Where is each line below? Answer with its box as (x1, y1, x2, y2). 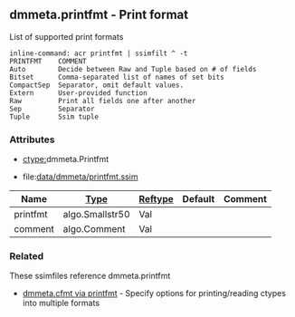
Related (9, 250, 44, 263)
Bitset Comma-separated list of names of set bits (9, 72, 224, 82)
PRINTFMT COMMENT (9, 56, 88, 66)
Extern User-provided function (9, 88, 147, 98)
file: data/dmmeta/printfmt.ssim (22, 171, 138, 182)
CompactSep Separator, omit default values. (9, 81, 184, 90)
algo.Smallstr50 (62, 208, 130, 221)
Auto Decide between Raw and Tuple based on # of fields (9, 64, 257, 73)
